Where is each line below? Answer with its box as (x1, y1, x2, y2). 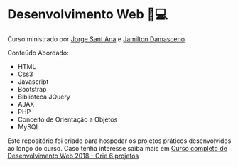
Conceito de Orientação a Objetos (17, 115, 118, 124)
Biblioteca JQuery (17, 92, 71, 101)
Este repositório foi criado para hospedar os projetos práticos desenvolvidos (7, 136, 232, 145)
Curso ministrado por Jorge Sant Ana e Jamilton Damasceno (7, 34, 185, 43)
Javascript (17, 77, 49, 86)
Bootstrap (17, 85, 47, 93)
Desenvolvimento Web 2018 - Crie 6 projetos (7, 151, 139, 160)
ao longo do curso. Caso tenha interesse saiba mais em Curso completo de (7, 144, 227, 152)
